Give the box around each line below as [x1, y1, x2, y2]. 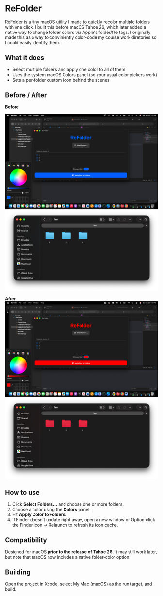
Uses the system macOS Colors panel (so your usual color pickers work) [12, 71, 158, 78]
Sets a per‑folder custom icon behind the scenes [12, 77, 110, 83]
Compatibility [5, 536, 47, 544]
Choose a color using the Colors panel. [12, 506, 91, 512]
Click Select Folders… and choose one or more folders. [12, 501, 124, 507]
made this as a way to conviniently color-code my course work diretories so [5, 34, 157, 40]
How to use [5, 488, 40, 497]
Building [5, 568, 31, 577]
